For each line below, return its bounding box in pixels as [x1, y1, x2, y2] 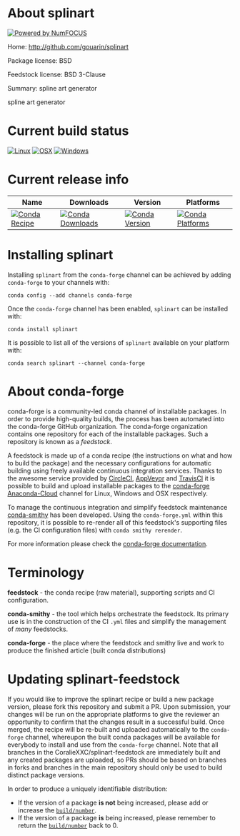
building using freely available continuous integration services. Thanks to [7, 466, 223, 475]
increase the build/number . [17, 805, 97, 815]
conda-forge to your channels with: [7, 278, 110, 286]
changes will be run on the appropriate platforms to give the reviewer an [7, 710, 220, 718]
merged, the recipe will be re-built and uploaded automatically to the [7, 725, 209, 733]
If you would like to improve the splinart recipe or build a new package [7, 695, 214, 703]
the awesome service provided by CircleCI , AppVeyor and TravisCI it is [7, 473, 216, 483]
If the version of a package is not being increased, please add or [17, 798, 209, 807]
